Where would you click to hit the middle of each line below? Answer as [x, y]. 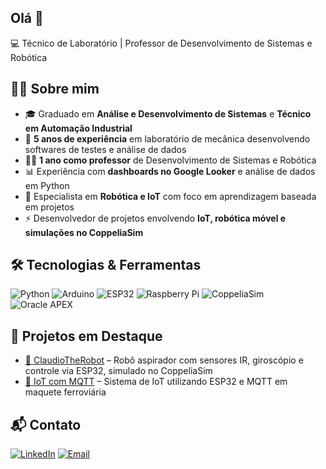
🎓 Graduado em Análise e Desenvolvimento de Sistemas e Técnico [168, 113]
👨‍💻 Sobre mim [55, 89]
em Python [47, 185]
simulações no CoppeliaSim [84, 232]
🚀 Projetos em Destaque [86, 336]
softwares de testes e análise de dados [105, 149]
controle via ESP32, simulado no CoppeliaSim [118, 371]
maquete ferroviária [65, 392]
